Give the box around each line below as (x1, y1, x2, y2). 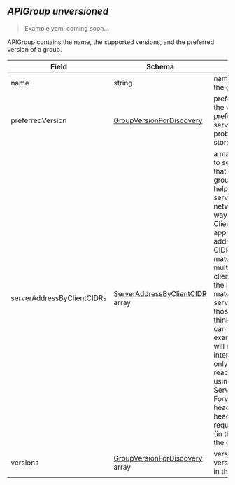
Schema (145, 62, 175, 71)
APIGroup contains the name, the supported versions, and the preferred (7, 38, 215, 46)
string (113, 78, 133, 87)
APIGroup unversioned (7, 6, 109, 17)
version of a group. (7, 45, 62, 53)
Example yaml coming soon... (24, 24, 110, 32)
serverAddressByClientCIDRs (10, 293, 107, 303)
